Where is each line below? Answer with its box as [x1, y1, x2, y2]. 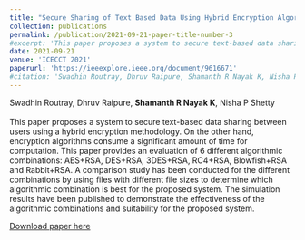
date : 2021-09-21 [9, 47, 75, 56]
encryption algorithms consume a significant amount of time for [9, 135, 248, 146]
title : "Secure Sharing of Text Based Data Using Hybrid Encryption [9, 13, 274, 23]
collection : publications [9, 22, 107, 31]
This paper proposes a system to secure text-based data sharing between [9, 116, 288, 127]
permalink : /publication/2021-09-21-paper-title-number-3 [9, 30, 233, 39]
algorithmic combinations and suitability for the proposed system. [9, 203, 255, 214]
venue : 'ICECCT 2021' [9, 55, 92, 64]
